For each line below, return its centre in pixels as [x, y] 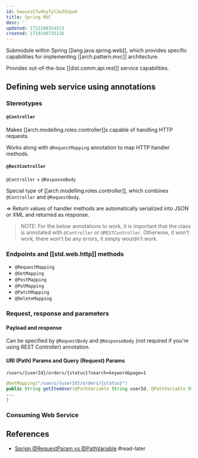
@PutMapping [29, 286]
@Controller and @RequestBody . [43, 197]
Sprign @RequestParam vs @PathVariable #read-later [80, 448]
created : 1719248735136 [35, 34]
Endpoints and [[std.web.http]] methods [65, 254]
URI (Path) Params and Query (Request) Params [65, 360]
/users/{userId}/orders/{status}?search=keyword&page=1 [76, 373]
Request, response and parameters [57, 314]
